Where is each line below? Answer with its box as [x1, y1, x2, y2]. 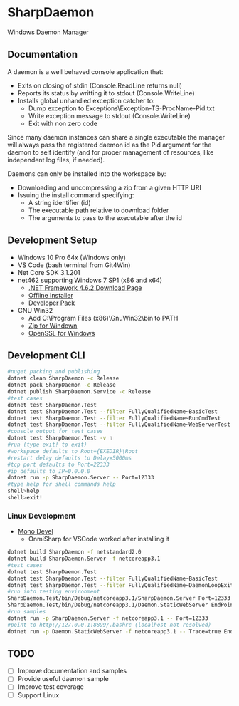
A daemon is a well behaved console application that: [7, 67, 164, 76]
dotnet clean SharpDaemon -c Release [7, 375, 119, 382]
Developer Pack [28, 299, 75, 307]
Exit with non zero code [28, 119, 98, 128]
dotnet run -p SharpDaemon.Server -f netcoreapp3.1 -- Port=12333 [7, 614, 208, 622]
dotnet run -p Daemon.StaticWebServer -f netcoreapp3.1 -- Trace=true [7, 628, 221, 635]
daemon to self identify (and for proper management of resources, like [7, 147, 214, 157]
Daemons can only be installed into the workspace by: [7, 169, 166, 178]
